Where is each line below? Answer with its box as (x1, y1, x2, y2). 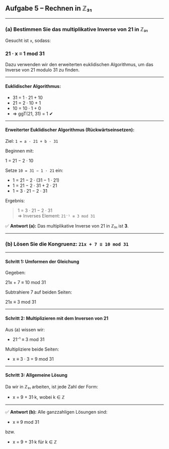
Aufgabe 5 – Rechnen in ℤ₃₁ (5, 4, 92, 13)
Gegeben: (5, 269, 26, 276)
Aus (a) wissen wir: (5, 326, 45, 332)
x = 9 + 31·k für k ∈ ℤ (12, 438, 57, 445)
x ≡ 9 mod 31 (12, 419, 39, 425)
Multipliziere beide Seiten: (5, 346, 59, 352)
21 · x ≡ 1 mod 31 (5, 50, 45, 57)
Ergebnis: (5, 197, 25, 203)
